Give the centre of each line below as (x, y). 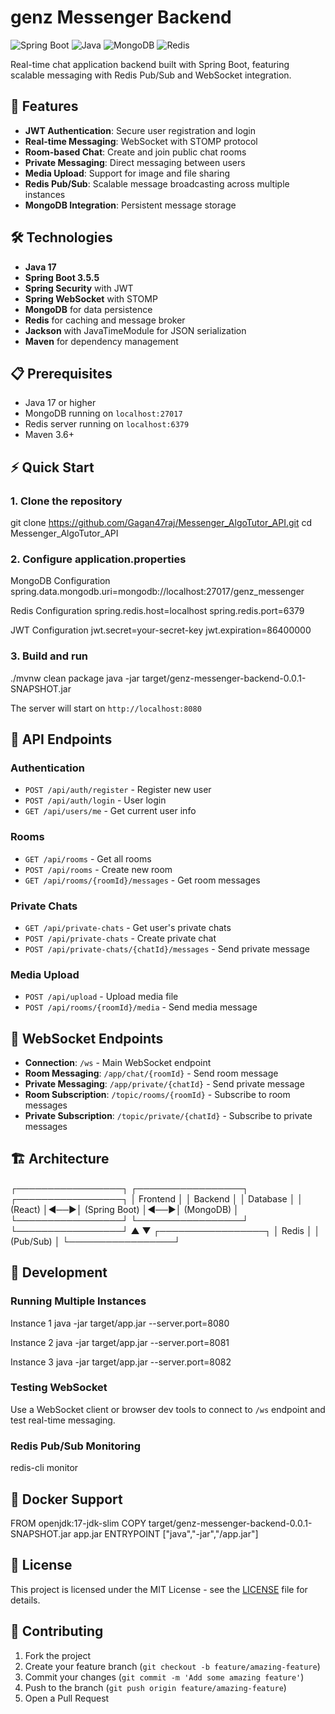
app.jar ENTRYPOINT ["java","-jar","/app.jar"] (166, 1533)
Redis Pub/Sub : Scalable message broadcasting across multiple (157, 183)
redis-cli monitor (44, 1468)
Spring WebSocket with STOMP (91, 298)
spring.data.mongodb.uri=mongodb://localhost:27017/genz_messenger (157, 592)
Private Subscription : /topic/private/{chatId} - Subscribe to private (168, 1116)
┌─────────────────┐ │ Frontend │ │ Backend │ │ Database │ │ (157, 1198)
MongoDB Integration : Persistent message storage (130, 205)
